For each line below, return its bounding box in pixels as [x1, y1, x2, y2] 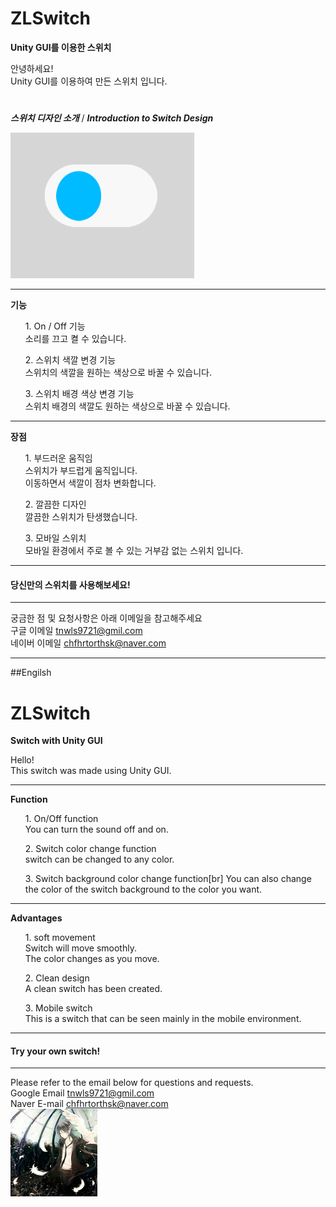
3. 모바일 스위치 [24, 532, 87, 544]
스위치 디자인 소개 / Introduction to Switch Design [10, 112, 214, 124]
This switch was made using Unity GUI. [10, 765, 172, 777]
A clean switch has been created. [24, 983, 163, 995]
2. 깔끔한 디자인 [24, 498, 87, 511]
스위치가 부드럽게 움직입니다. [24, 465, 138, 477]
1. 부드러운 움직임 [24, 452, 93, 464]
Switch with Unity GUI [10, 735, 103, 747]
